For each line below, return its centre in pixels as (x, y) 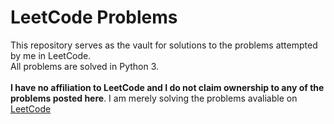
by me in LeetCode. (51, 55)
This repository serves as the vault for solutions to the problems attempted (164, 45)
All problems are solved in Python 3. (85, 66)
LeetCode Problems (94, 17)
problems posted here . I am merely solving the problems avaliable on (154, 98)
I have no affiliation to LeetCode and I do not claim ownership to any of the (167, 87)
